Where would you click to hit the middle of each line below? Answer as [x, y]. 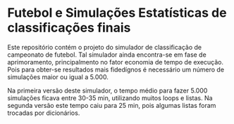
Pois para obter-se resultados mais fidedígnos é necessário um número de [116, 69]
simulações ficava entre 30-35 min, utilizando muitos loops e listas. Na [110, 98]
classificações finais [69, 28]
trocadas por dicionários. [44, 113]
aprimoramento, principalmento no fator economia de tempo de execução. [116, 62]
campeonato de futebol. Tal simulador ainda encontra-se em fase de [107, 55]
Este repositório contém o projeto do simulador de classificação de [105, 47]
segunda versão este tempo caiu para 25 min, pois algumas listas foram [112, 105]
